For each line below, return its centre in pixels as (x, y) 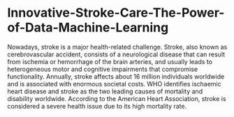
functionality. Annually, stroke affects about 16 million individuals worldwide (116, 76)
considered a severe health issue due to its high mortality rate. (97, 106)
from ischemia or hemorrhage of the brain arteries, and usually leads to (110, 61)
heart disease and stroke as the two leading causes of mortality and (105, 91)
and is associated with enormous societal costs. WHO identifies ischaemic (114, 84)
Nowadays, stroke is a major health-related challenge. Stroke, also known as (117, 47)
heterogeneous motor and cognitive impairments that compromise (102, 69)
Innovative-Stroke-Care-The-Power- (116, 13)
